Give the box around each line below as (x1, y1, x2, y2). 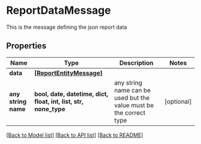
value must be (114, 101, 154, 109)
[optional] (164, 97, 192, 106)
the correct (114, 109, 145, 117)
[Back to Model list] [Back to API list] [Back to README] (6, 131, 144, 139)
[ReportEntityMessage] (34, 68, 103, 77)
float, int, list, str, (34, 97, 84, 106)
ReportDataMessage (6, 4, 111, 17)
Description (119, 58, 154, 67)
